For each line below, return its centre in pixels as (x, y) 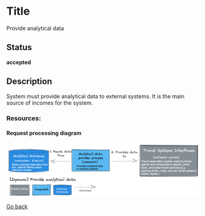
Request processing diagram (44, 133)
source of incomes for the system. (50, 103)
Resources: (24, 119)
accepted (19, 62)
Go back (17, 207)
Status (19, 47)
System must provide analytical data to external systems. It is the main (95, 96)
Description (29, 82)
